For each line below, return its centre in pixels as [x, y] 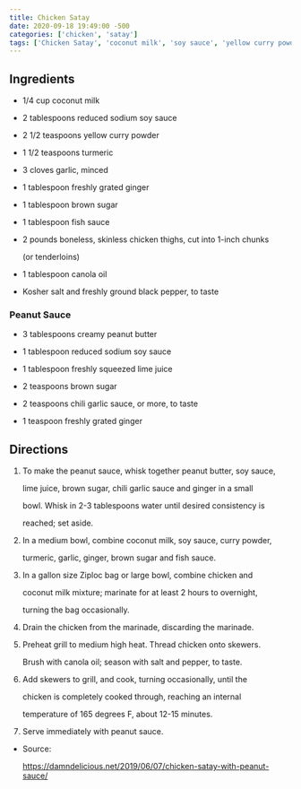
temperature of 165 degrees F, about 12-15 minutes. [117, 715]
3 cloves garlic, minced [65, 170]
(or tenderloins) [51, 257]
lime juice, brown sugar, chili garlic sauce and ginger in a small [138, 489]
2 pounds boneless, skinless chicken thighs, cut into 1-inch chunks [146, 239]
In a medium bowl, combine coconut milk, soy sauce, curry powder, [147, 541]
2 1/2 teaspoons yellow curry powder [90, 135]
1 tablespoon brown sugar [70, 205]
